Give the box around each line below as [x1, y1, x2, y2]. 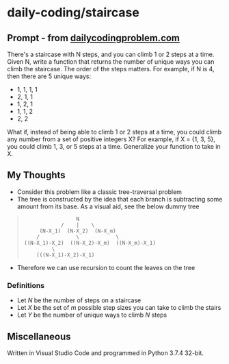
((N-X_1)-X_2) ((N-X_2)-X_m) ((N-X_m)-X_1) [23, 239, 156, 246]
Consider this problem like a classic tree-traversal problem [16, 187, 183, 196]
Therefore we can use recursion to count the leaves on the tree [16, 263, 196, 271]
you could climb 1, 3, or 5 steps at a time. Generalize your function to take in [7, 143, 221, 150]
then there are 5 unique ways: [7, 72, 91, 80]
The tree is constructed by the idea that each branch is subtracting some [16, 195, 223, 203]
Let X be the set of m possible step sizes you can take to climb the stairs [16, 304, 221, 312]
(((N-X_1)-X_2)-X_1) [36, 252, 95, 258]
